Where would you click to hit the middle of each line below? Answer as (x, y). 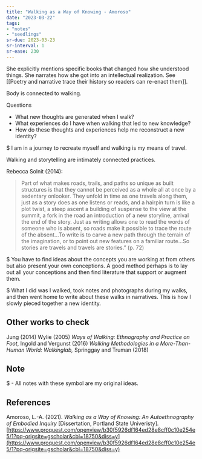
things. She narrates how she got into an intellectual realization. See (91, 75)
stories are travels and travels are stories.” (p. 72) (83, 247)
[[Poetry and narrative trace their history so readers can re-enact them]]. (97, 81)
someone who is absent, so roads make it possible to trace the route (106, 228)
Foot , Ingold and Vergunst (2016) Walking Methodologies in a (83, 343)
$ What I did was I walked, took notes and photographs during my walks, (97, 290)
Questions (19, 105)
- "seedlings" (24, 35)
